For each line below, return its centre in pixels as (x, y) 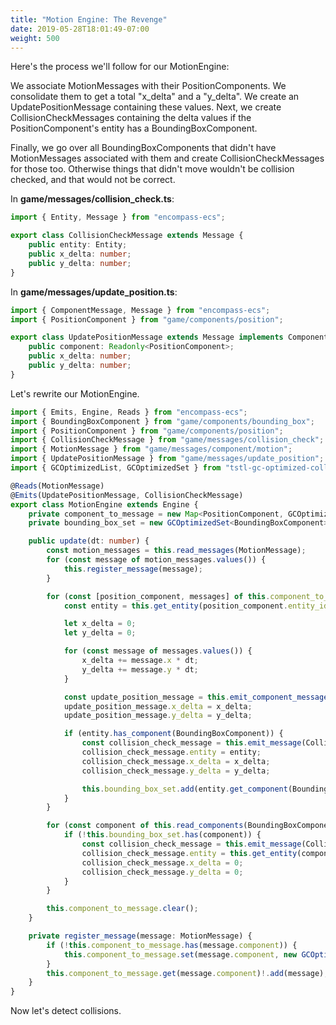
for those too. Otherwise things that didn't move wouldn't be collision (152, 169)
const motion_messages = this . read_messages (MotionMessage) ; (176, 551)
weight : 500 (35, 38)
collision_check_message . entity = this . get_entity (189, 853)
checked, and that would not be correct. (93, 180)
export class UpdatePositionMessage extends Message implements (147, 337)
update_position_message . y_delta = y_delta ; (158, 716)
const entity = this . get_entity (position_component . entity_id (196, 606)
